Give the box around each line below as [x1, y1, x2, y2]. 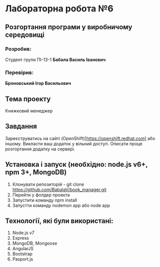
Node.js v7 [12, 230, 35, 236]
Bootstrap [12, 251, 33, 257]
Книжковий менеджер [5, 108, 53, 114]
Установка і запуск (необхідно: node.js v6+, [5, 160, 148, 169]
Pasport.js [12, 256, 33, 262]
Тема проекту [5, 95, 51, 103]
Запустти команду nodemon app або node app [12, 202, 110, 208]
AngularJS [12, 246, 34, 252]
